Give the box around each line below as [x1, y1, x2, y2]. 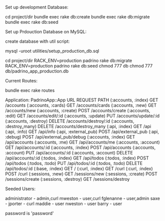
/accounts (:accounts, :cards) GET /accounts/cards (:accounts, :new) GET [5, 102, 157, 108]
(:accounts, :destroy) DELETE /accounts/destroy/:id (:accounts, [5, 118, 135, 124]
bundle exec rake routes [5, 87, 55, 93]
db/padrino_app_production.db [5, 68, 69, 74]
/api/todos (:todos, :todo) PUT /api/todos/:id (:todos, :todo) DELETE [5, 160, 143, 166]
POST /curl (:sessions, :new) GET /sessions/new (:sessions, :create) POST [5, 171, 158, 177]
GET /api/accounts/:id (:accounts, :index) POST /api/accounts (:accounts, [5, 145, 156, 150]
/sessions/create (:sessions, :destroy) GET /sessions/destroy [5, 176, 130, 182]
